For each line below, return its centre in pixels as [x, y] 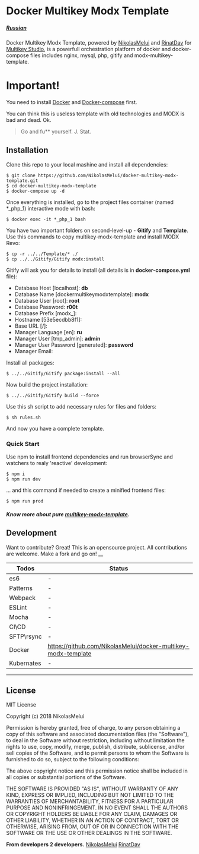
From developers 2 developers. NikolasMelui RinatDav [73, 844]
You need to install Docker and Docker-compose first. [72, 102]
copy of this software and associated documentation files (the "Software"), [98, 734]
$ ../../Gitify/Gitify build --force [53, 395]
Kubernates [25, 663]
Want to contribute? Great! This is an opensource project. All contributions [97, 547]
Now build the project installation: [47, 384]
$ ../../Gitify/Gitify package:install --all [63, 373]
